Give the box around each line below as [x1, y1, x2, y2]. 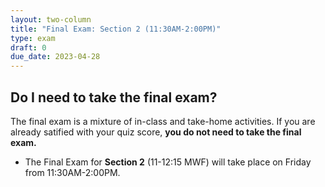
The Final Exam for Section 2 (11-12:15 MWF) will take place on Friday [24, 156, 312, 168]
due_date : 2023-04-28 [10, 52, 101, 62]
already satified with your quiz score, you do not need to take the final [10, 126, 302, 138]
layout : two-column [10, 14, 92, 25]
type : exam [10, 33, 56, 43]
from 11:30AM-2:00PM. [24, 166, 121, 178]
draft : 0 [10, 42, 47, 53]
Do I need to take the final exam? [10, 89, 218, 106]
